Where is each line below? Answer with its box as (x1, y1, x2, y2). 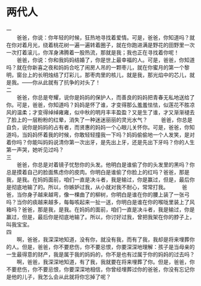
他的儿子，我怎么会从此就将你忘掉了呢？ (11, 273, 111, 280)
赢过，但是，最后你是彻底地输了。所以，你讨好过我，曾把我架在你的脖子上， (6, 213, 195, 220)
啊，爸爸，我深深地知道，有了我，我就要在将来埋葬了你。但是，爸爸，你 (16, 258, 195, 265)
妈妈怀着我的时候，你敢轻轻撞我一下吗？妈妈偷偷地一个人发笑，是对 (26, 131, 195, 138)
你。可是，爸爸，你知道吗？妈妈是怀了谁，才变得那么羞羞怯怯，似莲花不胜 (6, 101, 190, 108)
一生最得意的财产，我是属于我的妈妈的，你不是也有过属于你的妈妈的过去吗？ (6, 251, 195, 258)
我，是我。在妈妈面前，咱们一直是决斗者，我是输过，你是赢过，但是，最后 (6, 176, 190, 183)
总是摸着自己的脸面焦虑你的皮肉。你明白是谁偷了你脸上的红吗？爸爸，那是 (6, 168, 190, 175)
